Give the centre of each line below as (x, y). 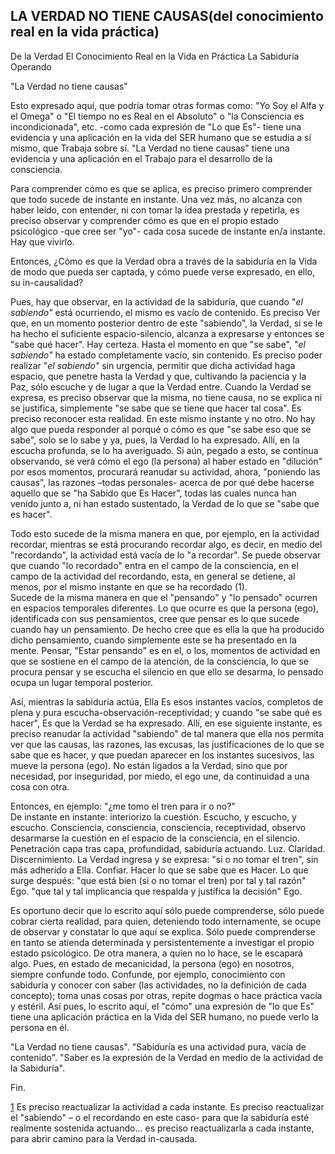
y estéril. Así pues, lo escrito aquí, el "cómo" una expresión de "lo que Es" (162, 1006)
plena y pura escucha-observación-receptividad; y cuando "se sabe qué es (166, 712)
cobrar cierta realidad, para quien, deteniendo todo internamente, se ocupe (166, 921)
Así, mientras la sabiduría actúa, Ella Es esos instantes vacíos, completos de (167, 701)
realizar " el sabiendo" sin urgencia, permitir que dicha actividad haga (153, 365)
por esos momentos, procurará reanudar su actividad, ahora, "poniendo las (165, 471)
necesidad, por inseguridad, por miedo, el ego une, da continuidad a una (160, 776)
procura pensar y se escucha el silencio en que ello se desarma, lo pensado (167, 671)
